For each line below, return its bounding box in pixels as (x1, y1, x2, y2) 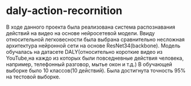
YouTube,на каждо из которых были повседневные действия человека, (6, 54, 184, 61)
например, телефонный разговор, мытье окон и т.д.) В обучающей (6, 60, 173, 68)
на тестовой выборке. (6, 73, 61, 80)
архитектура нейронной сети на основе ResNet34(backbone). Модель (6, 42, 181, 49)
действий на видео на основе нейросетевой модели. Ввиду (6, 29, 155, 36)
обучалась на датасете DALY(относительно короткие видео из (6, 48, 163, 55)
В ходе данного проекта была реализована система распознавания (6, 23, 176, 30)
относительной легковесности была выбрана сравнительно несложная (6, 36, 185, 43)
